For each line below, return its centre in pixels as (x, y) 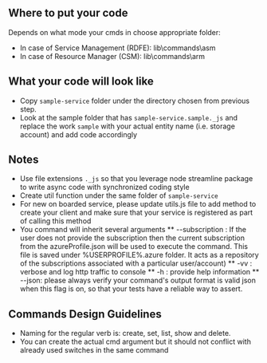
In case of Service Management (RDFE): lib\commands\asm (118, 48)
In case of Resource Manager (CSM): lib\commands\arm (112, 56)
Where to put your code (68, 13)
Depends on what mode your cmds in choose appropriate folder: (114, 32)
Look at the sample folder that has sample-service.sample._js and (128, 117)
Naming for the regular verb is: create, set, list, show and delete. (125, 333)
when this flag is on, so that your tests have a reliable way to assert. (131, 289)
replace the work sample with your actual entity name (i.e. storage (127, 126)
